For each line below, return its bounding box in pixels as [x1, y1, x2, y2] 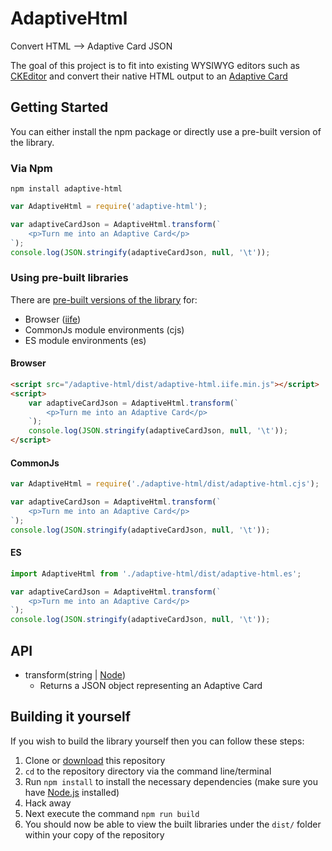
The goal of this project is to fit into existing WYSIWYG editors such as [10, 59, 300, 71]
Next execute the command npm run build [24, 807, 200, 819]
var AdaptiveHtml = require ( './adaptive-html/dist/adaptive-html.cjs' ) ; [10, 479, 320, 489]
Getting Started [10, 99, 109, 116]
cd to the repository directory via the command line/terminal [24, 765, 272, 777]
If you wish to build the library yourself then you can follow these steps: [10, 735, 305, 747]
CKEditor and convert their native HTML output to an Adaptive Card [10, 70, 288, 82]
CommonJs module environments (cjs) [24, 323, 185, 336]
